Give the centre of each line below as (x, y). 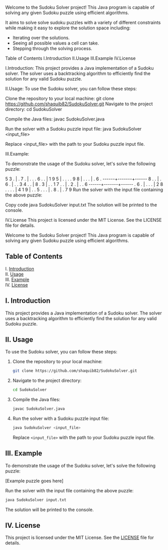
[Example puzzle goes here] (35, 481)
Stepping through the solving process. (52, 48)
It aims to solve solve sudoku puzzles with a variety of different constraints (83, 23)
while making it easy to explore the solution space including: (68, 28)
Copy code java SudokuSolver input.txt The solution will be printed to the (81, 205)
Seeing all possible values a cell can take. (56, 43)
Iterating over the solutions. (41, 38)
